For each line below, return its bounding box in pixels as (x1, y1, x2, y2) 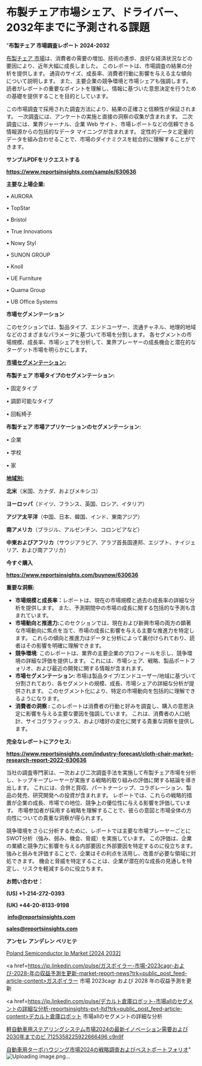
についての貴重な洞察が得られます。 (16, 814, 107, 821)
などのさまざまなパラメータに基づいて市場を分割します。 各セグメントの (6, 331, 187, 338)
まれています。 (14, 611, 52, 619)
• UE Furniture (6, 275, 42, 282)
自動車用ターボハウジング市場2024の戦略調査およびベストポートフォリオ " (6, 1045, 191, 1053)
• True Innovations (6, 227, 52, 235)
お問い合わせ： (6, 877, 43, 885)
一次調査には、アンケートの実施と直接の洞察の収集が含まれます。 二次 (17, 112, 193, 120)
